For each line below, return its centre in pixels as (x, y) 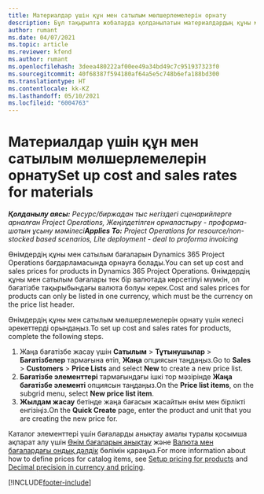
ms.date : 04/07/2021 (42, 37)
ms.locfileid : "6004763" (49, 103)
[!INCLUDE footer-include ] (50, 483)
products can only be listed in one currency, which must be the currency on (131, 297)
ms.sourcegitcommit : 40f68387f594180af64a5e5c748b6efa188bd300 (114, 74)
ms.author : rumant (38, 60)
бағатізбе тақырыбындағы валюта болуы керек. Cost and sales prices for (129, 288)
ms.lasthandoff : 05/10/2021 (54, 96)
